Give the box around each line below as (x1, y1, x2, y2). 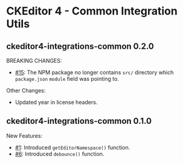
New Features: (6, 132, 43, 139)
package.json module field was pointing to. (14, 75, 120, 82)
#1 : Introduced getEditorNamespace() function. (14, 144, 130, 151)
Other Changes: (6, 87, 46, 94)
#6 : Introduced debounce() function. (14, 150, 104, 158)
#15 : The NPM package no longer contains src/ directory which (14, 69, 174, 76)
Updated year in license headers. (14, 98, 98, 106)
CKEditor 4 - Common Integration (6, 4, 178, 18)
